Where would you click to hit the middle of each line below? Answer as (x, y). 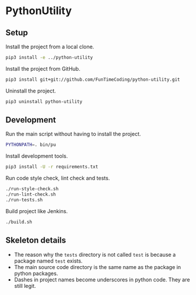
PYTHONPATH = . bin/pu (31, 145)
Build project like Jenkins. (37, 211)
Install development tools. (37, 156)
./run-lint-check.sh (31, 195)
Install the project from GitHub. (43, 68)
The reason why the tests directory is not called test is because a (95, 254)
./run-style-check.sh (32, 189)
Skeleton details (36, 241)
